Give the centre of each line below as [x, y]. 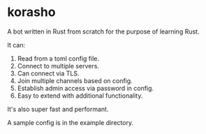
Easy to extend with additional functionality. [80, 96]
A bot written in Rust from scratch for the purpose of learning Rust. [103, 31]
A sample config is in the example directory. [71, 122]
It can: [16, 45]
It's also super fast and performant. [58, 109]
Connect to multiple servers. [58, 66]
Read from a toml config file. [58, 58]
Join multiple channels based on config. [75, 80]
